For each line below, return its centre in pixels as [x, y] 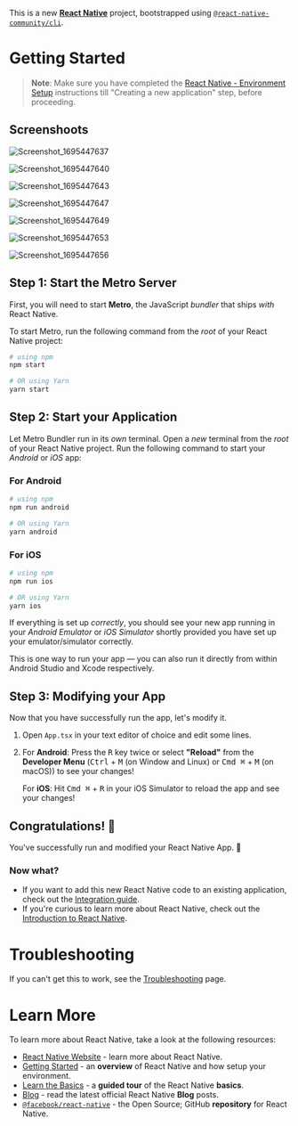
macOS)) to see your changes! [78, 771]
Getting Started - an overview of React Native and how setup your [144, 1066]
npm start [28, 365]
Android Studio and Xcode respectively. [82, 668]
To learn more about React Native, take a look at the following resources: [143, 1040]
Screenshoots [49, 130]
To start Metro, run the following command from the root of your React [138, 331]
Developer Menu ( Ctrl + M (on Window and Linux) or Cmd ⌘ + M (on [148, 762]
